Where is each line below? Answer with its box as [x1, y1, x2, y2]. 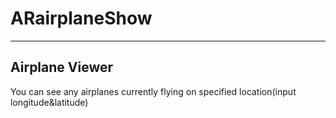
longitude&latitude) [10, 96, 89, 108]
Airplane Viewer [10, 59, 114, 76]
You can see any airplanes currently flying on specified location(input [10, 85, 297, 97]
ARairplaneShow [10, 7, 153, 30]
